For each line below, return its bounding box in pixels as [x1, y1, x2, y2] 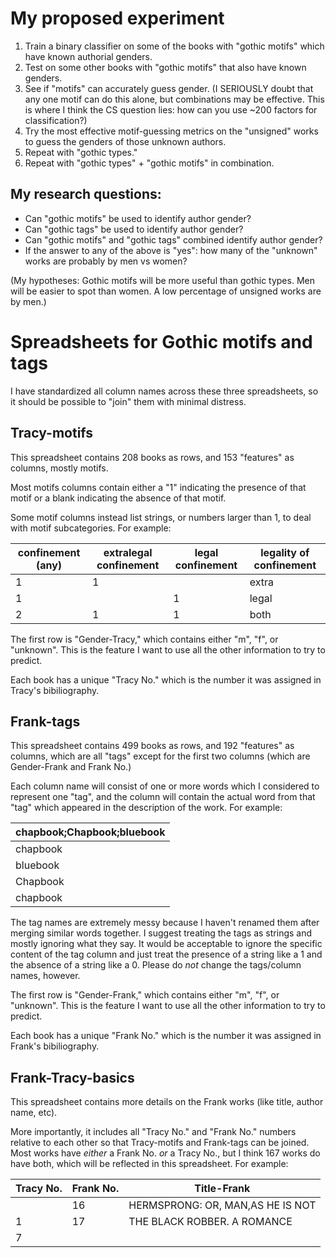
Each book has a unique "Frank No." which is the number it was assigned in [10, 1030, 322, 1042]
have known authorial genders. [24, 50, 153, 62]
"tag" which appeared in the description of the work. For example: [10, 802, 283, 814]
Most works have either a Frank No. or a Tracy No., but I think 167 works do [10, 1147, 321, 1159]
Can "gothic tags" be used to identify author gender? [24, 223, 244, 235]
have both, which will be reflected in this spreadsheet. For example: [10, 1158, 289, 1170]
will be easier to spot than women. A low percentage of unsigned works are [10, 285, 322, 297]
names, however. [10, 970, 81, 982]
